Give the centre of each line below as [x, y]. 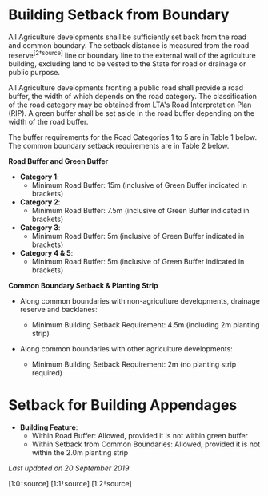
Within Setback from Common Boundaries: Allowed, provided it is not [146, 444]
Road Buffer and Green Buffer [58, 161]
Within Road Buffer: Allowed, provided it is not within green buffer [140, 435]
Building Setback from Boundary [119, 15]
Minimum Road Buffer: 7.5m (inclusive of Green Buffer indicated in [140, 210]
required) [47, 372]
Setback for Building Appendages [123, 405]
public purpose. [34, 72]
